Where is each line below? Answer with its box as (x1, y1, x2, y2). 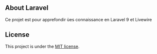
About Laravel (5, 4, 49, 12)
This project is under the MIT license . (5, 43, 80, 49)
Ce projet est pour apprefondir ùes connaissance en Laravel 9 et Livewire (5, 16, 152, 22)
